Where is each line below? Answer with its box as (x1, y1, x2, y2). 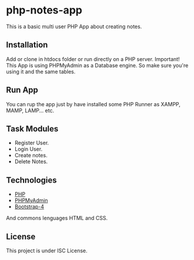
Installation (6, 40, 48, 50)
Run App (6, 85, 39, 95)
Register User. (14, 139, 49, 147)
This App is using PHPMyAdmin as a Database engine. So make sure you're (6, 62, 189, 69)
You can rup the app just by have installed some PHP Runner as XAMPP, (6, 100, 181, 107)
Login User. (14, 146, 43, 153)
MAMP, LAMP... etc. (6, 107, 55, 114)
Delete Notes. (14, 158, 48, 165)
